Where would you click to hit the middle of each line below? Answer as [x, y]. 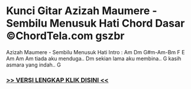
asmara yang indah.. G [33, 65]
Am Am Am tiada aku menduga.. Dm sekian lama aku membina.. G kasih [94, 58]
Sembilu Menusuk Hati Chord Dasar [96, 23]
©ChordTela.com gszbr [65, 36]
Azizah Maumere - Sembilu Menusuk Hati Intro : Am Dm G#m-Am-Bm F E [96, 52]
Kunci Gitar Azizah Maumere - [82, 11]
